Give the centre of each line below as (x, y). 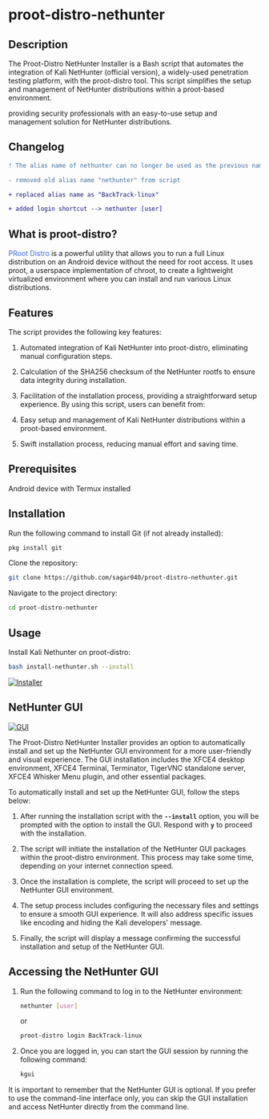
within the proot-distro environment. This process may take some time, (137, 857)
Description (38, 45)
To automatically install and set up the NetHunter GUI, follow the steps (124, 791)
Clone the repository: (43, 563)
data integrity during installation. (73, 380)
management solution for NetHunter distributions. (90, 122)
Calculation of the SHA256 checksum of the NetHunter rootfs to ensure (138, 372)
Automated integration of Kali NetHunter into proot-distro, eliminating (134, 348)
